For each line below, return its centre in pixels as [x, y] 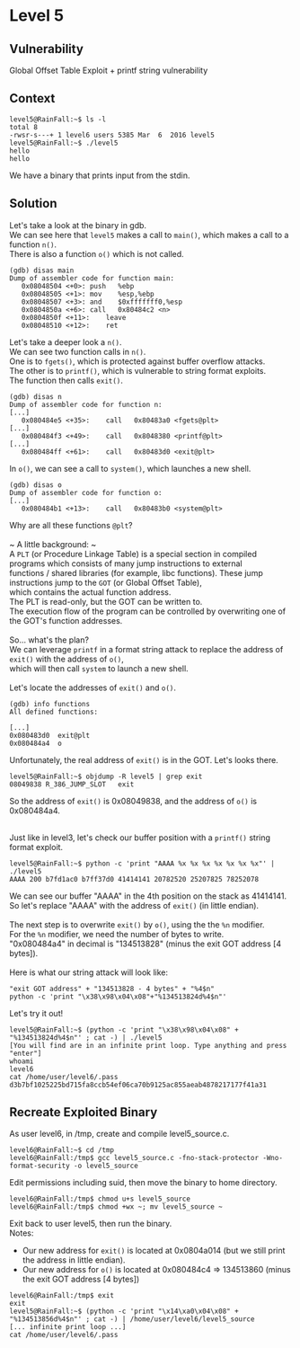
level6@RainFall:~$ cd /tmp [62, 1150]
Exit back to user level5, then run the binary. [91, 1224]
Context [32, 98]
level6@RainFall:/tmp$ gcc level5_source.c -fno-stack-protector [134, 1158]
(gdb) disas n [36, 396]
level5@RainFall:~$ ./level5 [64, 143]
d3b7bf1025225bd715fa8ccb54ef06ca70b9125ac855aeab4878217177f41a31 [138, 1085]
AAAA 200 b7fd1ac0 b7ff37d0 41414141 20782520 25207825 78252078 [134, 879]
